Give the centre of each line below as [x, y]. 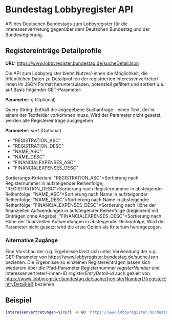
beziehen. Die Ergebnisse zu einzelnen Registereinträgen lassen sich [78, 262]
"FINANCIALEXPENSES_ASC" [44, 162]
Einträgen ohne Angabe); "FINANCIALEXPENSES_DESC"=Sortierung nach [83, 216]
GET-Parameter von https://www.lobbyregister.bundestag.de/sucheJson [82, 257]
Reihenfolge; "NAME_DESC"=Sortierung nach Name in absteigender [77, 200]
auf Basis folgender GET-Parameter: [44, 90]
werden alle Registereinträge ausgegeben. [50, 120]
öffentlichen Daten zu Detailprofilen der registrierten [60, 79]
